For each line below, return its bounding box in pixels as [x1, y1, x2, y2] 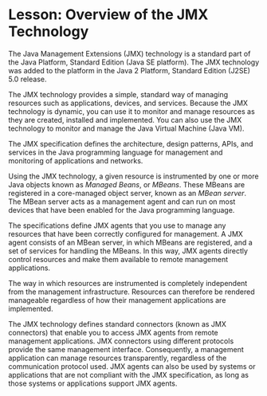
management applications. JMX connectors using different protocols [8, 336, 234, 346]
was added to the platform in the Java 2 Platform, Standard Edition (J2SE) [8, 65, 251, 75]
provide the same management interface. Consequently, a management [8, 344, 245, 354]
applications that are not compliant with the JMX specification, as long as [8, 370, 249, 379]
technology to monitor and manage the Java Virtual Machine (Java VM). [8, 124, 245, 133]
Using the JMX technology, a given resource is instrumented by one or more [8, 171, 259, 181]
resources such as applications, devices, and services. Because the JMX [8, 98, 249, 108]
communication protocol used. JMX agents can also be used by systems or [8, 361, 256, 371]
